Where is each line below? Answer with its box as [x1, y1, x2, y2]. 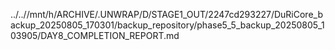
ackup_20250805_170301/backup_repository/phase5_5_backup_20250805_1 [10, 19, 325, 31]
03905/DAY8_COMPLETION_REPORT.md [10, 30, 180, 41]
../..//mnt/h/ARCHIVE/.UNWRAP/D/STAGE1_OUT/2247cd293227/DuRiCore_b [10, 9, 323, 20]
